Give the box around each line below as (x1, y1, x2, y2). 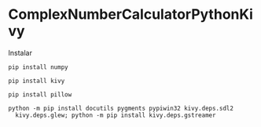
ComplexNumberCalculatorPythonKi (8, 5, 254, 24)
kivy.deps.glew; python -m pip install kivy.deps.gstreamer (15, 111, 216, 119)
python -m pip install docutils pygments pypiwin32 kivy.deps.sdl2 (8, 104, 234, 112)
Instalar (8, 48, 33, 57)
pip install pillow (8, 90, 72, 99)
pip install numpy (8, 63, 68, 71)
